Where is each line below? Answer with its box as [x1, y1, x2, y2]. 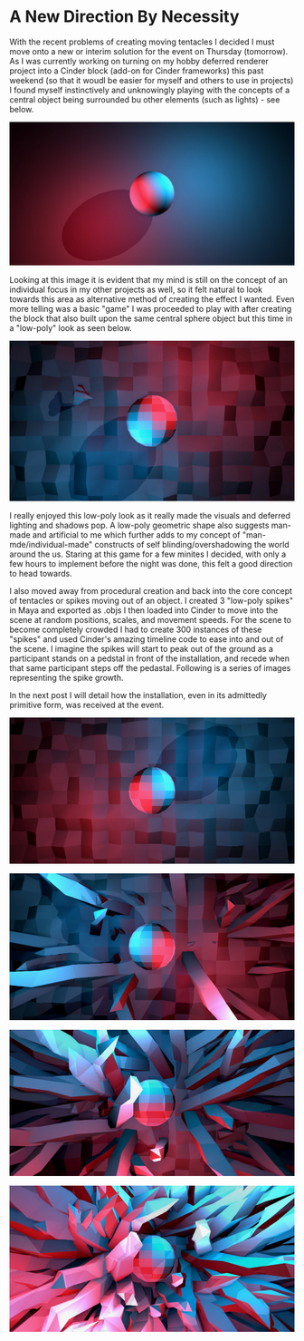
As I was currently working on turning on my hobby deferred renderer [9, 55, 270, 66]
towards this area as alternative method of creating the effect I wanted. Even [9, 293, 295, 305]
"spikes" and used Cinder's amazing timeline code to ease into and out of [9, 634, 284, 645]
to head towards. [9, 568, 72, 579]
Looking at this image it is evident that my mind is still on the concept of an [9, 274, 288, 285]
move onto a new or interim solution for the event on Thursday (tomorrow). [9, 45, 289, 56]
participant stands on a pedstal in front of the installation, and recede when [9, 653, 290, 664]
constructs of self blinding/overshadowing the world [94, 539, 290, 550]
